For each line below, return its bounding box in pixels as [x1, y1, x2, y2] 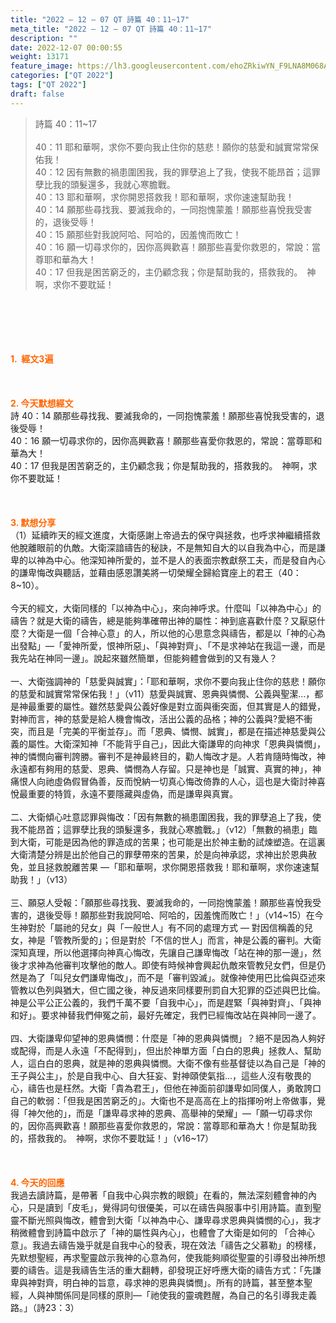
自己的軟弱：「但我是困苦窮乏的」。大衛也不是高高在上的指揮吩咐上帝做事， [10, 1094, 317, 1106]
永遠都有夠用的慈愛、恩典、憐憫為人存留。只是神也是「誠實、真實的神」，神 [10, 762, 322, 775]
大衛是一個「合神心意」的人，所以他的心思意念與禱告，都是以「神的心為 [27, 627, 326, 639]
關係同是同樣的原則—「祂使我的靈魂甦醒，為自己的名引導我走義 [53, 1289, 317, 1301]
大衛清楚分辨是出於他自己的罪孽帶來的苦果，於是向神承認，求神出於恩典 [10, 848, 308, 860]
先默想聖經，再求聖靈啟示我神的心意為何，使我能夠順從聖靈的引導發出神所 [10, 1251, 317, 1263]
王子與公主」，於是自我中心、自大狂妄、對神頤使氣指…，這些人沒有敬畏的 [10, 1069, 312, 1081]
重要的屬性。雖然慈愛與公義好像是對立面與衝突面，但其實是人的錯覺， [36, 700, 326, 712]
